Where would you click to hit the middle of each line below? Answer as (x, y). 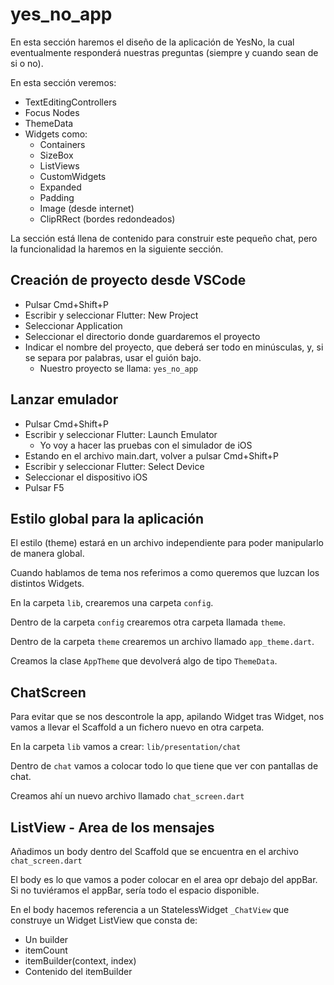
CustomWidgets (73, 176)
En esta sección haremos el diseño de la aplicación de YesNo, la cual (152, 42)
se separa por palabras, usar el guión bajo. (113, 357)
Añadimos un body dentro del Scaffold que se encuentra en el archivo (154, 851)
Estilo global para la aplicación (107, 518)
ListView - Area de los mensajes (112, 827)
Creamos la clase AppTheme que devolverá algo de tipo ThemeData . (144, 661)
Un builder (46, 939)
